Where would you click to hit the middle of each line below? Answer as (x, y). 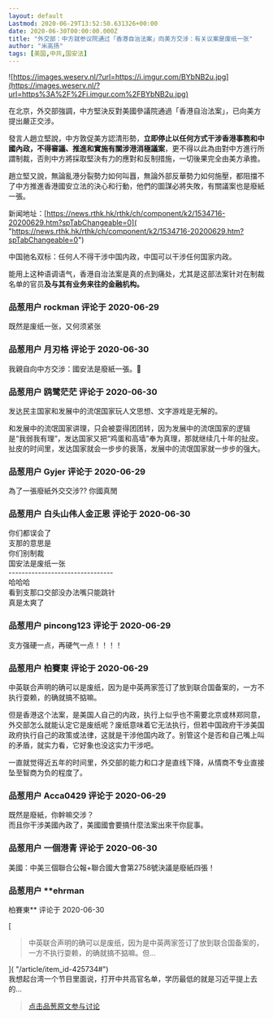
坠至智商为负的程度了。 (48, 773)
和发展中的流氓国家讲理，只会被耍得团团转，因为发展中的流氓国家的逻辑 (129, 428)
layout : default (36, 16)
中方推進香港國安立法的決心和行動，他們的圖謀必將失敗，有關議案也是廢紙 (140, 186)
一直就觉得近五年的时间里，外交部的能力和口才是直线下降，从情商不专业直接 (136, 763)
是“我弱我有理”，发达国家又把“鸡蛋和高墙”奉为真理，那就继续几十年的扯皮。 (136, 438)
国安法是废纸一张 (37, 564)
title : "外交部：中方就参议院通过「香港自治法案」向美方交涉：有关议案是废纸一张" (131, 39)
